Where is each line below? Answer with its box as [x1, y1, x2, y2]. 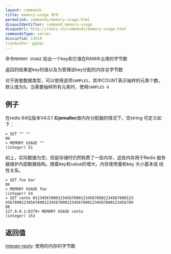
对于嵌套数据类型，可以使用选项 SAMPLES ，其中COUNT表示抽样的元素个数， [5, 77, 163, 83]
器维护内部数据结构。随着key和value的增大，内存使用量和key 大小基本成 [5, 161, 158, 167]
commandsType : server [5, 31, 52, 36]
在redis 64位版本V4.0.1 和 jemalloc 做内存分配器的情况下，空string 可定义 [5, 115, 157, 121]
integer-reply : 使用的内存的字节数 [5, 243, 76, 249]
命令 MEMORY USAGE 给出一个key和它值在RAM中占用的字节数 [5, 55, 128, 61]
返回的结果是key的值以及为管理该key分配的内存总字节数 [5, 66, 124, 72]
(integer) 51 [5, 144, 33, 150]
